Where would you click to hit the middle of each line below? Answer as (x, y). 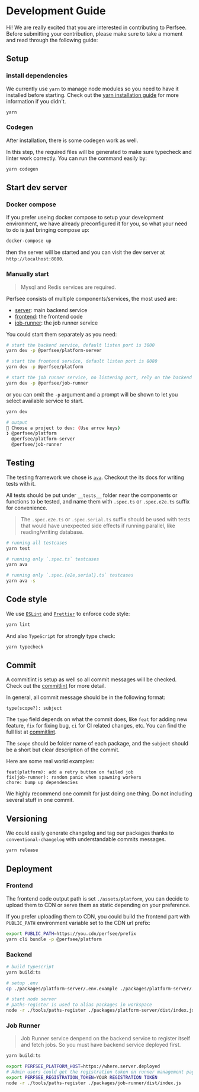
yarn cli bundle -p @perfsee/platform (54, 939)
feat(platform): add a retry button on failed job (70, 772)
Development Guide (56, 11)
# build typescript (30, 967)
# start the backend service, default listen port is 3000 (81, 345)
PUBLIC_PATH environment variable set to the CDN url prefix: (78, 923)
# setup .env (22, 983)
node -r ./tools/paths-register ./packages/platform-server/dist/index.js (100, 1011)
